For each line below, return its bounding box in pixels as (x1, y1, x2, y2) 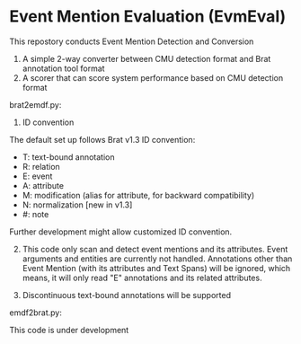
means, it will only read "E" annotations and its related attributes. (22, 272, 262, 283)
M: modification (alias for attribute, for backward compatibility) (22, 190, 254, 200)
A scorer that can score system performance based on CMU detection (22, 72, 284, 83)
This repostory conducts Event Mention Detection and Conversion (9, 36, 254, 47)
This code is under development (9, 324, 129, 335)
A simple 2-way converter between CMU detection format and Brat (22, 53, 271, 64)
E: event (22, 171, 53, 181)
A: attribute (22, 180, 65, 190)
